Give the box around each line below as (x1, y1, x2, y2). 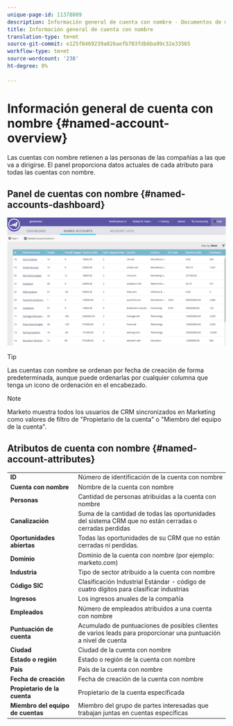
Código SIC (10, 581, 44, 590)
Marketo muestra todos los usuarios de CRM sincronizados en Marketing (7, 407, 216, 416)
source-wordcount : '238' (7, 56, 79, 63)
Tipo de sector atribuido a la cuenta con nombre (78, 568, 216, 576)
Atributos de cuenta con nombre (7, 443, 150, 454)
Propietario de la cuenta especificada (78, 688, 185, 696)
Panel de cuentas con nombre (7, 188, 139, 199)
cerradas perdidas (78, 525, 130, 533)
